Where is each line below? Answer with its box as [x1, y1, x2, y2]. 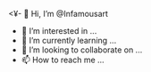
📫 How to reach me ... [21, 54, 105, 65]
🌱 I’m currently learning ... [21, 36, 117, 45]
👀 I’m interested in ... [21, 26, 97, 36]
